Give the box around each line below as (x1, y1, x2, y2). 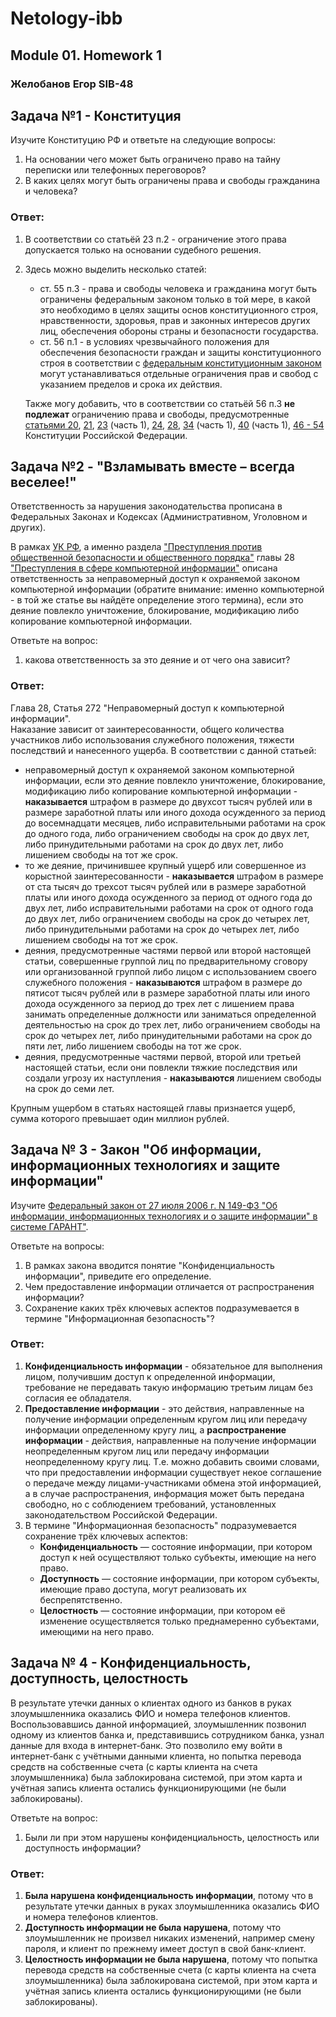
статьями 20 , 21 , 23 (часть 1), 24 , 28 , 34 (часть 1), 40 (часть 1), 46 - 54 (24, 418, 325, 431)
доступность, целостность (10, 1670, 189, 1687)
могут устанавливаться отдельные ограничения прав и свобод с (39, 367, 319, 379)
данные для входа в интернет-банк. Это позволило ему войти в (10, 1739, 283, 1751)
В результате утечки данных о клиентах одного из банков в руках (10, 1697, 292, 1709)
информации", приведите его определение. (24, 1270, 212, 1282)
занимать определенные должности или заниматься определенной (24, 1008, 317, 1020)
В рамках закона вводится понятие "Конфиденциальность (24, 1259, 275, 1271)
